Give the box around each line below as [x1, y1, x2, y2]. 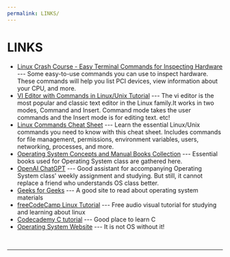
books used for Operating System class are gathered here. [16, 157, 183, 165]
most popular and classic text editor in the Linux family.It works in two [16, 99, 214, 107]
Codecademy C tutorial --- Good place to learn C [16, 215, 156, 223]
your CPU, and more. [16, 84, 77, 93]
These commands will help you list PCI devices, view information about [16, 77, 218, 85]
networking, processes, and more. [16, 142, 114, 151]
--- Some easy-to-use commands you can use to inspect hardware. [16, 69, 209, 77]
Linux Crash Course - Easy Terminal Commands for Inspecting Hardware [16, 62, 223, 71]
